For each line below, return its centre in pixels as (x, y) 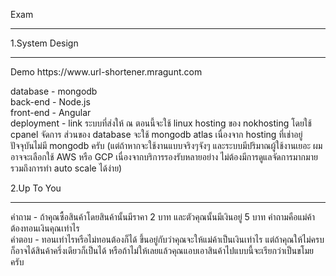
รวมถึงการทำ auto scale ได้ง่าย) (66, 168)
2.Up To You (36, 188)
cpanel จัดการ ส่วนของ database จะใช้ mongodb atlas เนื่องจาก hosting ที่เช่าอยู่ (156, 134)
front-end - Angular (51, 112)
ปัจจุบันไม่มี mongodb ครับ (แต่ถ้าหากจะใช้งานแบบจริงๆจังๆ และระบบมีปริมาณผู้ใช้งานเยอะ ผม (166, 145)
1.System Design (44, 43)
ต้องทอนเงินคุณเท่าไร (45, 228)
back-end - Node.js (50, 102)
